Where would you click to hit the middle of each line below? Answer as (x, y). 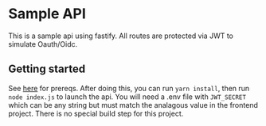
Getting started (47, 69)
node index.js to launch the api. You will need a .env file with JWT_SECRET (127, 97)
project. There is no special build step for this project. (96, 113)
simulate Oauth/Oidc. (43, 44)
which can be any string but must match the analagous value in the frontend (133, 105)
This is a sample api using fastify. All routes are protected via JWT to (121, 36)
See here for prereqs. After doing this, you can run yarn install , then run (129, 88)
